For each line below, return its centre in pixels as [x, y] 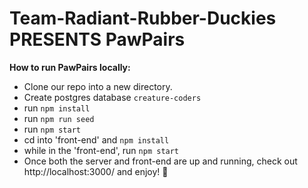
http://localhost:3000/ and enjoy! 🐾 [96, 171]
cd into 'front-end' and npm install [96, 139]
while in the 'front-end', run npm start [101, 150]
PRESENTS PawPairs [97, 39]
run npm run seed [59, 118]
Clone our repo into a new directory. [98, 86]
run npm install [57, 108]
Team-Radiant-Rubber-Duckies [143, 18]
